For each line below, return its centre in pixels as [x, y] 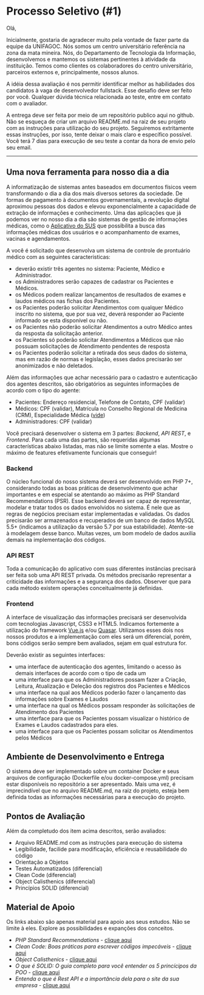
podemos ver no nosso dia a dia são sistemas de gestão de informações [97, 219]
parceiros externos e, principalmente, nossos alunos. [73, 72]
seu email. [19, 147]
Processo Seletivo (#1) [64, 11]
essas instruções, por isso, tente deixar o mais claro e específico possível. [99, 134]
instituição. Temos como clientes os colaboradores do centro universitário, [100, 66]
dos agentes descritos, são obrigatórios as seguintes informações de [93, 384]
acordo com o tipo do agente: [43, 390]
